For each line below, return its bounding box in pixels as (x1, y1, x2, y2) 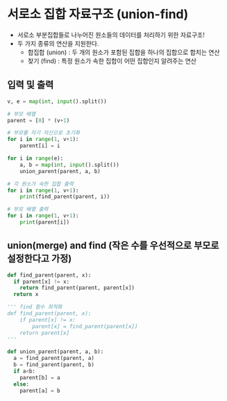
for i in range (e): (7, 155, 64, 162)
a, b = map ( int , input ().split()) (19, 161, 119, 168)
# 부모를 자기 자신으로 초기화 (7, 129, 81, 136)
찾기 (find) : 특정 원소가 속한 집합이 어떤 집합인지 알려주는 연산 (27, 56, 196, 65)
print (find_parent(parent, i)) (19, 193, 110, 200)
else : (13, 380, 30, 388)
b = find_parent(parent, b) (13, 361, 95, 368)
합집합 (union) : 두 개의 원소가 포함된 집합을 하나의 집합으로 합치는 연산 (27, 48, 220, 56)
